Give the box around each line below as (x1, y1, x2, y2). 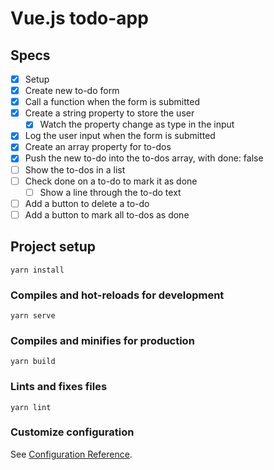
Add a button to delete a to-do (24, 197, 150, 209)
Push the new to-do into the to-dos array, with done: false (24, 152, 264, 164)
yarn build (10, 357, 56, 367)
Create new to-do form (24, 85, 120, 97)
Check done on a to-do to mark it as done (24, 175, 198, 187)
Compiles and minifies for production (10, 333, 195, 347)
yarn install (10, 265, 65, 275)
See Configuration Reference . (10, 448, 133, 460)
